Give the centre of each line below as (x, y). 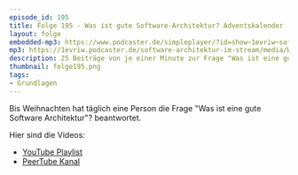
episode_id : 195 (39, 17)
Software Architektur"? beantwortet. (75, 118)
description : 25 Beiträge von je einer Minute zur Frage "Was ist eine (144, 58)
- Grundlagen (33, 83)
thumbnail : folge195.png (55, 67)
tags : (19, 75)
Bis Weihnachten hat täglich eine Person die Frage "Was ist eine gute (135, 108)
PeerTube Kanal (51, 161)
